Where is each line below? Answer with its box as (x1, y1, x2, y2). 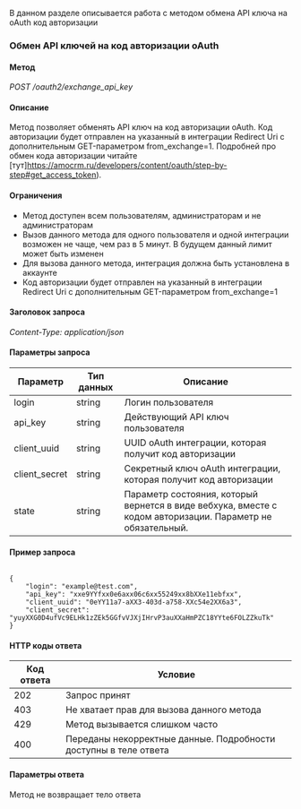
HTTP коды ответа (9, 640, 82, 650)
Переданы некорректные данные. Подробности (65, 733, 276, 745)
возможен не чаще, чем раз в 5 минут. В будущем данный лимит (21, 238, 273, 249)
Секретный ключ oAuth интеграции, (124, 461, 281, 474)
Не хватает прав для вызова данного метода (65, 703, 262, 716)
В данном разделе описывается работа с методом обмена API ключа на (9, 8, 288, 18)
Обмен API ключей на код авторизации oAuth (9, 39, 219, 52)
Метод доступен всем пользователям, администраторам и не (21, 210, 262, 220)
